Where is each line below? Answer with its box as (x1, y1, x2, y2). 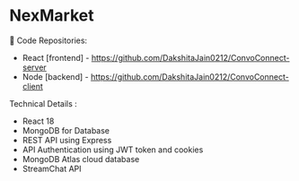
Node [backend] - (22, 71, 89, 82)
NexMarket (9, 5, 94, 26)
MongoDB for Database (22, 125, 110, 135)
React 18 (22, 116, 55, 126)
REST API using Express (22, 134, 112, 145)
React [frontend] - (22, 52, 90, 63)
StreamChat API (22, 163, 83, 174)
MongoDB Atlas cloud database (22, 153, 140, 164)
